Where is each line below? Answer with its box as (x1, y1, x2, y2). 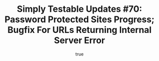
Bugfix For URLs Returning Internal (7, 25, 152, 35)
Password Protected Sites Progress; (4, 14, 155, 25)
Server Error (54, 35, 105, 46)
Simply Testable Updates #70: (17, 3, 142, 15)
